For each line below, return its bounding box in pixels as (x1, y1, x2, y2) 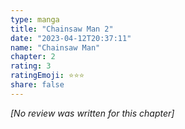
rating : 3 (10, 61, 52, 71)
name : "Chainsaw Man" (10, 42, 101, 53)
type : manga (10, 14, 60, 25)
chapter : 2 (10, 52, 56, 62)
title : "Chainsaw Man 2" (10, 24, 114, 34)
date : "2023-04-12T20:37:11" (10, 33, 132, 43)
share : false (10, 80, 65, 90)
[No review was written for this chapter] (10, 107, 175, 119)
